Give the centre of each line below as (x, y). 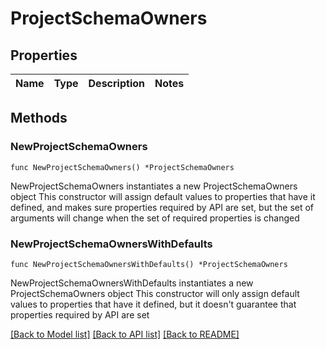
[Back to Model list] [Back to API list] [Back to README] (125, 334)
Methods (39, 118)
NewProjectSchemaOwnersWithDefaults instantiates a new (132, 283)
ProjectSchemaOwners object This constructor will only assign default (155, 293)
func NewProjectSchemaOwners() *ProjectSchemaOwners (122, 167)
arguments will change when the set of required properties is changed (155, 218)
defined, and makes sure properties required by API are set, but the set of (162, 207)
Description (116, 83)
